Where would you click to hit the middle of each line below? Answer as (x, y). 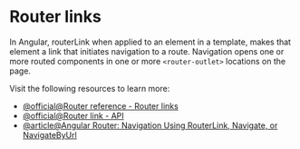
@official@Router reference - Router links (100, 105)
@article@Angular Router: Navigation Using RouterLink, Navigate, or (150, 125)
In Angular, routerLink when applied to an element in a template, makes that (150, 42)
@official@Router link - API (73, 115)
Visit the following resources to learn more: (90, 88)
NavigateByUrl (49, 134)
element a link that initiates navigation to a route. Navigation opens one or (147, 51)
